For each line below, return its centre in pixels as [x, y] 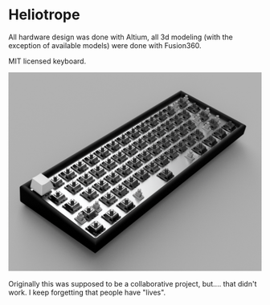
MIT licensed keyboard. [47, 61]
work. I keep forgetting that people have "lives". [87, 293]
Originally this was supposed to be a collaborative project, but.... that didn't [133, 284]
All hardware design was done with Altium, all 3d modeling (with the [121, 37]
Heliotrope [44, 15]
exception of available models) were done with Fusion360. [105, 45]
